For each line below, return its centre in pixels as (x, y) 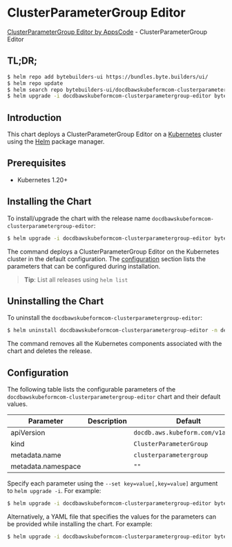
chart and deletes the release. (50, 351)
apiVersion (28, 433)
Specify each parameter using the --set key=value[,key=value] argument (113, 483)
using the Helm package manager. (56, 142)
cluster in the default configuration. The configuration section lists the (106, 259)
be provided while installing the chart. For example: (80, 524)
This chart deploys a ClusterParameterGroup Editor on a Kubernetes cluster (115, 134)
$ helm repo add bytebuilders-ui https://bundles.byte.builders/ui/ (108, 77)
